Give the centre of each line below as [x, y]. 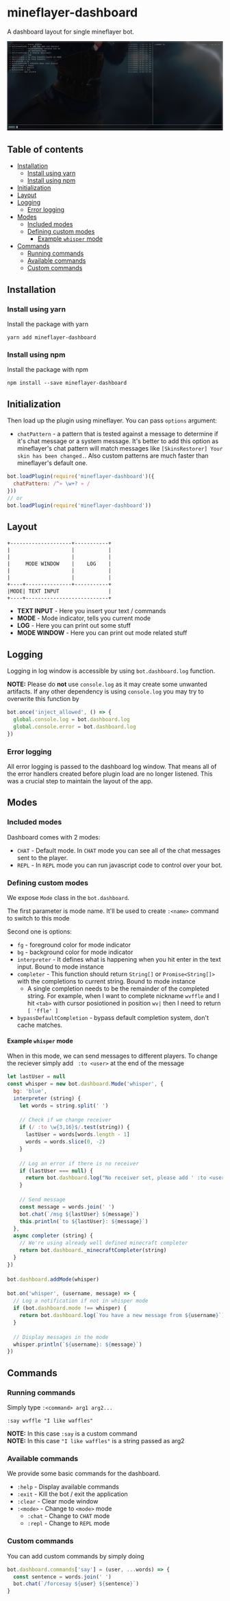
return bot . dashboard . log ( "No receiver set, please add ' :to [116, 1178]
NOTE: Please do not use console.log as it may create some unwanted [107, 685]
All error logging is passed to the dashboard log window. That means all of [112, 767]
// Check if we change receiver [65, 1120]
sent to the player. [42, 857]
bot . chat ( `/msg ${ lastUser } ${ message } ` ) [79, 1214]
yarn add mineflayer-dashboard [52, 337]
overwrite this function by [43, 699]
